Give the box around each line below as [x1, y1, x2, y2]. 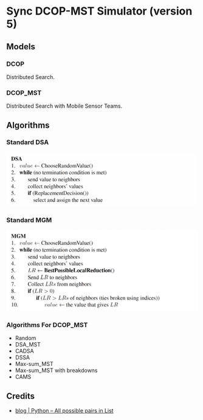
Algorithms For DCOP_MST [6, 320, 88, 329]
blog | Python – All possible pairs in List [15, 407, 114, 415]
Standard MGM [6, 216, 52, 224]
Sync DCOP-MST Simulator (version [6, 4, 193, 18]
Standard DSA [6, 138, 49, 146]
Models [6, 41, 35, 52]
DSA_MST [15, 341, 41, 348]
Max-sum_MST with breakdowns [15, 367, 98, 374]
